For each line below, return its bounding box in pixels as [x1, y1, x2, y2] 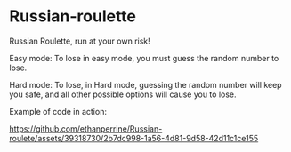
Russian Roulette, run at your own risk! [9, 36, 151, 46]
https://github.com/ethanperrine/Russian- [9, 123, 163, 134]
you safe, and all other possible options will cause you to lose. [9, 89, 238, 100]
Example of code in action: [9, 106, 107, 116]
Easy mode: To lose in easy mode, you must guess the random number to [9, 52, 279, 63]
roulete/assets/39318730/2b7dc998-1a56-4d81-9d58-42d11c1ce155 [9, 132, 259, 143]
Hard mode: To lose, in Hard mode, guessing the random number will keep [9, 79, 282, 90]
